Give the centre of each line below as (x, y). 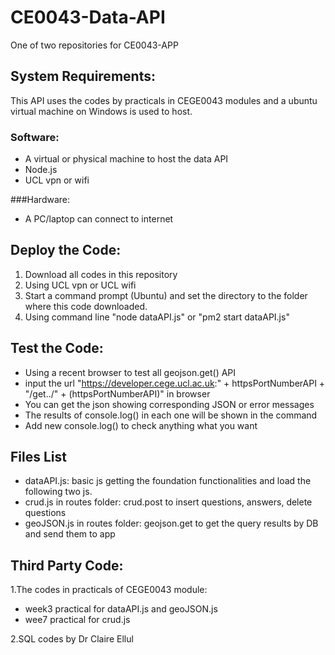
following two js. (58, 492)
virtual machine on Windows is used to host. (101, 111)
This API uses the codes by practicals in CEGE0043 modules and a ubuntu (164, 100)
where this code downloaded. (86, 306)
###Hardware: (40, 200)
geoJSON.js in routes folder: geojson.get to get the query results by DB (171, 523)
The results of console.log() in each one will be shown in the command (171, 415)
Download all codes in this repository (101, 274)
